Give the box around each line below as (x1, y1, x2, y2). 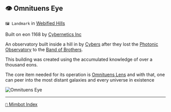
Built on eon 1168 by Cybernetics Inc (5, 31, 82, 37)
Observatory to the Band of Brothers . (5, 46, 83, 52)
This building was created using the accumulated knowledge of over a (5, 56, 153, 62)
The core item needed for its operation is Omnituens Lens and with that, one (5, 71, 165, 78)
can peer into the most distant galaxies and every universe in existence (5, 77, 155, 83)
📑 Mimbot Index (5, 101, 38, 107)
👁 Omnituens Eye (5, 4, 63, 13)
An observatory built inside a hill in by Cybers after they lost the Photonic (5, 41, 159, 47)
